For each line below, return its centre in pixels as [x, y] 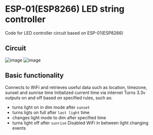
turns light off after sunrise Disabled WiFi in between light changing [80, 123]
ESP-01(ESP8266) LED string [65, 9]
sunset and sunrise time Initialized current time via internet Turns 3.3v [75, 92]
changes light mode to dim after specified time [59, 117]
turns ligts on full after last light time [51, 112]
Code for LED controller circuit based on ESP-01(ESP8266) [64, 33]
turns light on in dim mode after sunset [51, 107]
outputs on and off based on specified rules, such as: [59, 98]
